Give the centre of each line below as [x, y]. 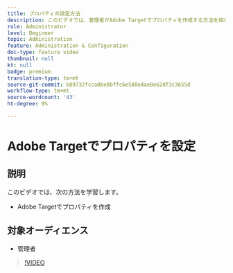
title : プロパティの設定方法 [44, 14]
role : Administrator [37, 26]
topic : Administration [40, 39]
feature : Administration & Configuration [68, 46]
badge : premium [29, 71]
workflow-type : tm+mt [38, 91]
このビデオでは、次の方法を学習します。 [65, 192]
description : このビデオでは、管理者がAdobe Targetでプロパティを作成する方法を [113, 20]
